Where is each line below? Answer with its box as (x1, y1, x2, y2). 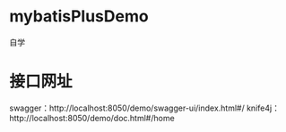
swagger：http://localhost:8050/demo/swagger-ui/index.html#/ (9, 103, 245, 113)
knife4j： (246, 103, 281, 113)
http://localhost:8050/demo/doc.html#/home (9, 112, 175, 123)
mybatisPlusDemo (9, 6, 150, 27)
